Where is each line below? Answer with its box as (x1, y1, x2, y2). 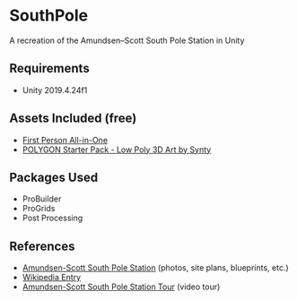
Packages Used (9, 169, 99, 184)
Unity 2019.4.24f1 (22, 84, 88, 95)
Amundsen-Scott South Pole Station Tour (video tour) (22, 281, 221, 292)
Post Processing (22, 212, 83, 224)
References (9, 238, 75, 253)
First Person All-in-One (22, 134, 109, 145)
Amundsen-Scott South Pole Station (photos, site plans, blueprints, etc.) (22, 262, 289, 273)
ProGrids (22, 203, 56, 214)
